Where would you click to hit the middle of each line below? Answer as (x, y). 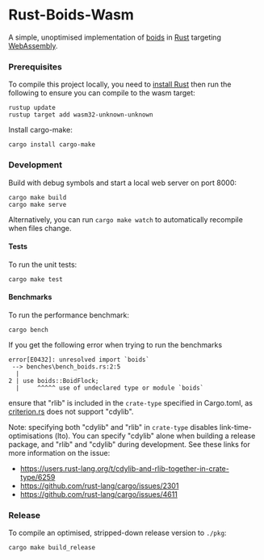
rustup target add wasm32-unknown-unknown (81, 115)
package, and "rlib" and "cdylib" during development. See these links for (129, 444)
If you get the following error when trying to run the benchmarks (115, 344)
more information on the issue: (59, 453)
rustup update (32, 108)
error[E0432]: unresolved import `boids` (79, 360)
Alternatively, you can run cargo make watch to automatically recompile (126, 219)
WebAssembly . (33, 45)
